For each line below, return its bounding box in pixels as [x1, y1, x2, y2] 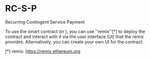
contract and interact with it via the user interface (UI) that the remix [5, 34, 144, 39]
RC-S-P [5, 3, 37, 14]
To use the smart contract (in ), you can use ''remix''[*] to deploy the [5, 28, 146, 34]
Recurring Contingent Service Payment [5, 19, 85, 25]
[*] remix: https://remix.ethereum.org [5, 48, 81, 54]
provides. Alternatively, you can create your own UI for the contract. [5, 39, 144, 44]
